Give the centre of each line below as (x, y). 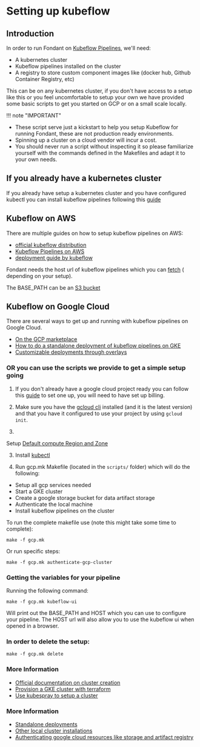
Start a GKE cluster (39, 491)
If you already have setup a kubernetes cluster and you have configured (96, 193)
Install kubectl (32, 455)
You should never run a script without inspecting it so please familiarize (104, 146)
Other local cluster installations (54, 731)
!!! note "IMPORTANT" (34, 115)
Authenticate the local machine (54, 504)
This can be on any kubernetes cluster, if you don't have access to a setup (99, 91)
